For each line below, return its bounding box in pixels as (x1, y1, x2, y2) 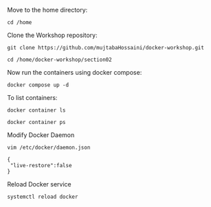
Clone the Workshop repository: (7, 31, 98, 39)
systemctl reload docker (7, 193, 78, 200)
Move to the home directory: (7, 6, 88, 14)
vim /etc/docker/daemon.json (7, 144, 91, 151)
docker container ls (7, 107, 67, 114)
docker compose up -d (7, 82, 69, 88)
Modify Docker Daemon (7, 131, 75, 139)
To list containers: (7, 94, 58, 101)
